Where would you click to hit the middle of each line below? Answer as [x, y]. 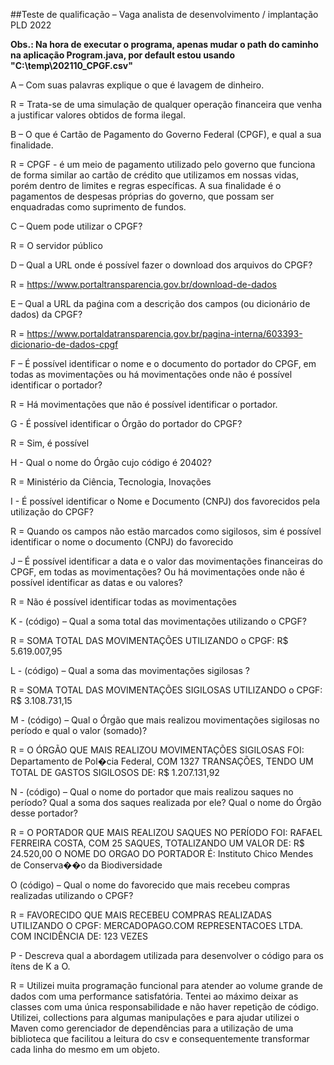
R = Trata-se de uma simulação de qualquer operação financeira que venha [166, 104]
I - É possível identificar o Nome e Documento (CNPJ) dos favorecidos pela [165, 501]
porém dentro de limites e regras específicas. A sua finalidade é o [146, 185]
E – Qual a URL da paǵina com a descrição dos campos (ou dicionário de [160, 303]
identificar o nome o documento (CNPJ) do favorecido [122, 542]
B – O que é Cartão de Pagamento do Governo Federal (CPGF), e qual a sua [166, 134]
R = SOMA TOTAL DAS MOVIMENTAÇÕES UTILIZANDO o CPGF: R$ [149, 640]
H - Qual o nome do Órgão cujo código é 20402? [111, 462]
